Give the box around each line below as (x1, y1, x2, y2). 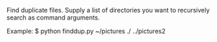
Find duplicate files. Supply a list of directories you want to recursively (6, 6, 210, 14)
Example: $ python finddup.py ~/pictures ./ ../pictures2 (6, 27, 166, 35)
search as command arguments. (6, 13, 100, 22)
